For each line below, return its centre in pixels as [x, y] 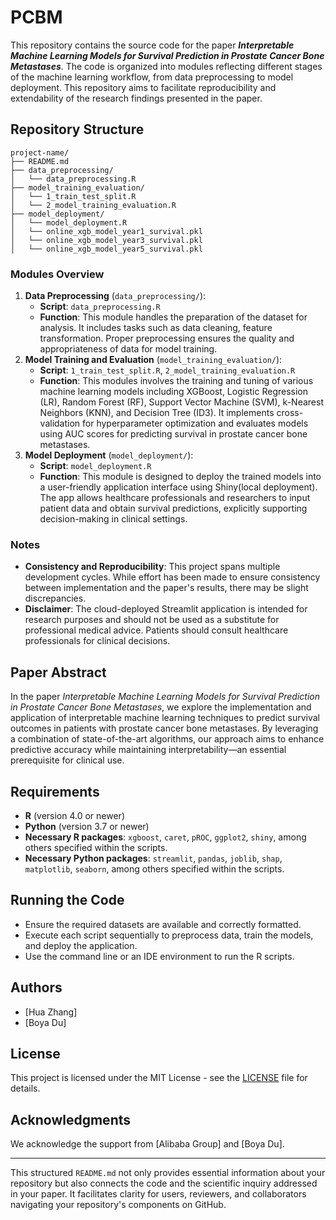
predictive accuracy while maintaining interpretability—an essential [148, 750]
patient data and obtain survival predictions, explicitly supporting [173, 508]
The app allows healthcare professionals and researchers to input [175, 498]
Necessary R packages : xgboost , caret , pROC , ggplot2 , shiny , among [165, 837]
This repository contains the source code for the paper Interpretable [152, 45]
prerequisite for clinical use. [67, 760]
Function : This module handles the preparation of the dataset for [173, 317]
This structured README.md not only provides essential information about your [168, 1173]
